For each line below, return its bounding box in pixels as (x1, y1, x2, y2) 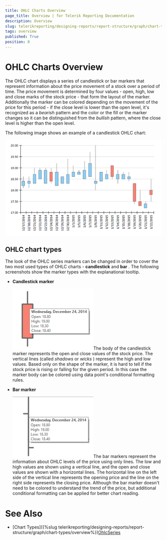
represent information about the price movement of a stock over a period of (5, 83, 160, 89)
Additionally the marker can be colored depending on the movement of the (5, 99, 158, 105)
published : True (5, 34, 39, 39)
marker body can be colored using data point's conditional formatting (12, 372, 155, 378)
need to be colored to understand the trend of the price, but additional (12, 485, 157, 491)
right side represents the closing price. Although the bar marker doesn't (12, 480, 160, 486)
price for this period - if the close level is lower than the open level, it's (5, 104, 150, 110)
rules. (12, 377, 24, 383)
